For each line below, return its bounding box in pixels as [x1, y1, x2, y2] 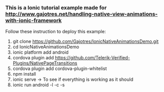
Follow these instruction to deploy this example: [5, 29, 106, 35]
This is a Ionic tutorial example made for [5, 4, 107, 11]
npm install [12, 71, 36, 77]
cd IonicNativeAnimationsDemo [12, 44, 79, 50]
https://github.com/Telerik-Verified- [54, 55, 130, 61]
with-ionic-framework [5, 17, 62, 24]
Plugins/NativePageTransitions [12, 60, 78, 66]
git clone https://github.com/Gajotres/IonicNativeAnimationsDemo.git [12, 38, 159, 44]
